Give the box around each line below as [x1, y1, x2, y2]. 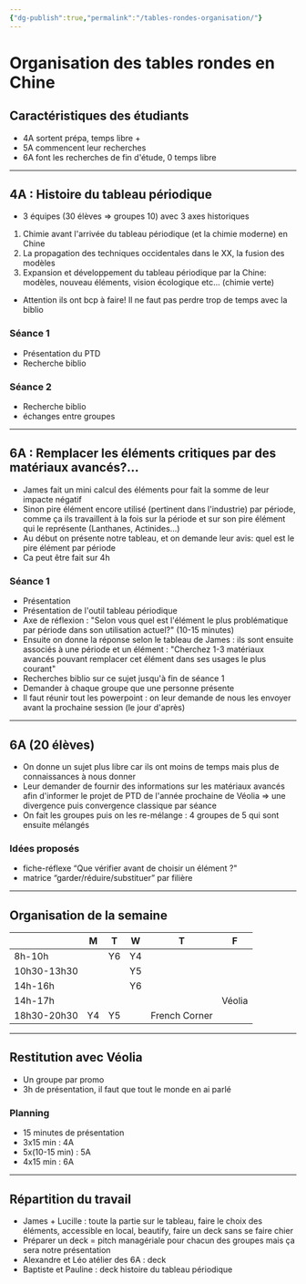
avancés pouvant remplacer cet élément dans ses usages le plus [22, 654, 267, 665]
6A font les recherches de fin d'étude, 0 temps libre [22, 151, 217, 162]
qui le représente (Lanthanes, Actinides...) [22, 523, 180, 533]
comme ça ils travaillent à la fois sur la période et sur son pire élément [22, 513, 286, 524]
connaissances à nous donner [22, 771, 137, 782]
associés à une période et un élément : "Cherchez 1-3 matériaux [22, 644, 264, 655]
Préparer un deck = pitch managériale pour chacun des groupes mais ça [22, 1235, 296, 1246]
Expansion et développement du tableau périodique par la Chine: [22, 267, 267, 278]
